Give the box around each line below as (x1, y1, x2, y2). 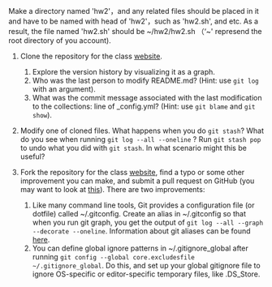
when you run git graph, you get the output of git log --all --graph (32, 217, 264, 227)
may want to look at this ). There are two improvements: (19, 185, 205, 194)
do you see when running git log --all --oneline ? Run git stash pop (19, 135, 261, 143)
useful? (19, 152, 45, 161)
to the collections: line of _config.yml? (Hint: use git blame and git (32, 101, 256, 111)
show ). (32, 110, 53, 119)
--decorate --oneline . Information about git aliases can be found (32, 226, 251, 236)
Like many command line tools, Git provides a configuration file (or (32, 200, 255, 210)
